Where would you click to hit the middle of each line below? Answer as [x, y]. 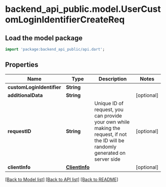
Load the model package [44, 38]
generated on [110, 153]
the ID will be [109, 140]
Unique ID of [109, 103]
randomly [105, 146]
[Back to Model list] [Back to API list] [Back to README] [62, 179]
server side [107, 159]
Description [113, 79]
